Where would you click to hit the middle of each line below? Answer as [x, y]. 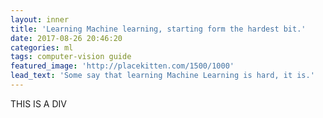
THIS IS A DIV [38, 103]
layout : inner [40, 19]
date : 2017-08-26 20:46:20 [66, 38]
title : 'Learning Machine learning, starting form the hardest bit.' [158, 29]
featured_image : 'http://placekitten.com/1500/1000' [122, 66]
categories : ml [42, 47]
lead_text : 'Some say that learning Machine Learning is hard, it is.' [162, 76]
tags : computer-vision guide [71, 57]
